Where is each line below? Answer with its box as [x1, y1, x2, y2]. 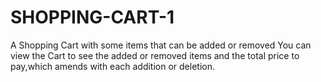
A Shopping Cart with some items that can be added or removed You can [10, 39, 312, 51]
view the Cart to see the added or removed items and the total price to [10, 49, 300, 61]
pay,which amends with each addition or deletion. [10, 60, 215, 72]
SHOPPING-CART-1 [10, 6, 175, 29]
